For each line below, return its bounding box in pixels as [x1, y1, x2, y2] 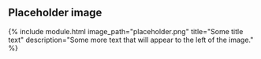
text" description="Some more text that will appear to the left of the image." [8, 35, 254, 44]
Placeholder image [8, 6, 103, 19]
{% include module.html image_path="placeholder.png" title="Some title [8, 26, 244, 36]
